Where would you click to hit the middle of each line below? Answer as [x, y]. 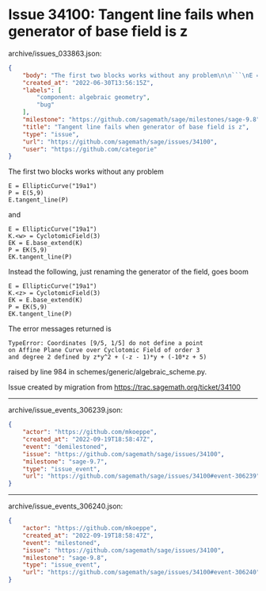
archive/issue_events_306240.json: [66, 506]
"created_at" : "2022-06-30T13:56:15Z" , [88, 83]
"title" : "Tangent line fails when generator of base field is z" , [136, 127]
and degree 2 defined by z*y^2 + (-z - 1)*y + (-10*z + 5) [108, 357]
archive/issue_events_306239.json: [66, 410]
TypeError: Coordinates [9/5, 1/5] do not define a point [106, 343]
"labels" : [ [42, 90]
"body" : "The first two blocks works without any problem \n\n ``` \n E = [141, 75]
